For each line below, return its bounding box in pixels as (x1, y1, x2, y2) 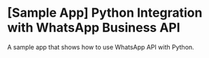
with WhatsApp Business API (7, 20, 180, 36)
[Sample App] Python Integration (7, 5, 203, 21)
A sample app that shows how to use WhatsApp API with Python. (7, 43, 194, 51)
